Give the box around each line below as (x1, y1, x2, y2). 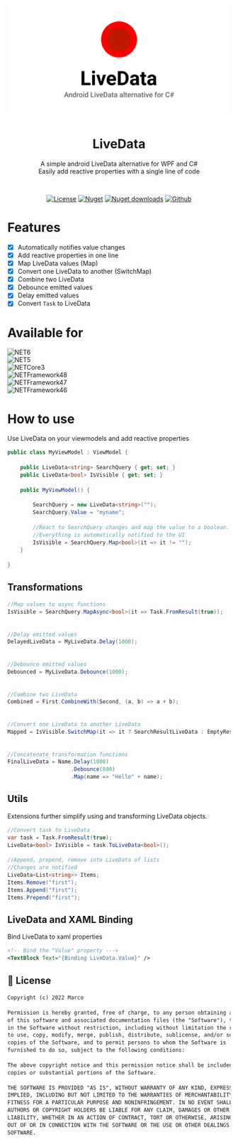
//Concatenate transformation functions (7, 751, 129, 758)
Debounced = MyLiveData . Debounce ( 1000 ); (7, 668, 129, 676)
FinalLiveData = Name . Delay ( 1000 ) (7, 758, 110, 766)
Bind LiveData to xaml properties (7, 932, 103, 941)
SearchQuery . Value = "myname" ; (33, 509, 125, 516)
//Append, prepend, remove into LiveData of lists (7, 856, 160, 864)
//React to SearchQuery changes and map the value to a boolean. (33, 524, 230, 531)
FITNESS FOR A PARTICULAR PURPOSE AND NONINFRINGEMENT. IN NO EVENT (7, 1099, 214, 1106)
